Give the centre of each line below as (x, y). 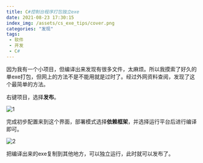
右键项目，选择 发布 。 (33, 97)
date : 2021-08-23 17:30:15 (40, 18)
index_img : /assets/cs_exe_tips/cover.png (60, 23)
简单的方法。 (33, 84)
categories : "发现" (30, 29)
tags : (13, 34)
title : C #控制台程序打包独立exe (43, 12)
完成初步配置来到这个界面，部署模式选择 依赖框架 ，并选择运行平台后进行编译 (101, 121)
